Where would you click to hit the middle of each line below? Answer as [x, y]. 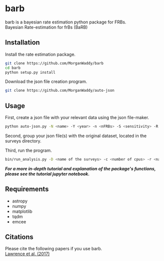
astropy [20, 201]
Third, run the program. [29, 150]
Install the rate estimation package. [40, 54]
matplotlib [22, 211]
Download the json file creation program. [46, 81]
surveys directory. [23, 141]
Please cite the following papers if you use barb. [54, 249]
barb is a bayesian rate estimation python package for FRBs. [66, 22]
